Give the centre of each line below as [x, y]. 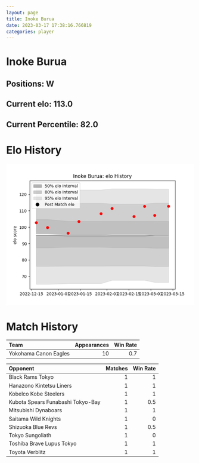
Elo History [34, 150]
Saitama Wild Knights [35, 419]
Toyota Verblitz [27, 452]
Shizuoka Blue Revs [33, 427]
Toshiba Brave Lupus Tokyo [43, 444]
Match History [42, 326]
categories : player [30, 32]
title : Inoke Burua [30, 19]
